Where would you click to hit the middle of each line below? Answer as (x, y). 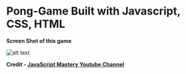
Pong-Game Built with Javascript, (94, 11)
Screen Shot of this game (39, 41)
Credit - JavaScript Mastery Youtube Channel (65, 64)
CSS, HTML (36, 24)
